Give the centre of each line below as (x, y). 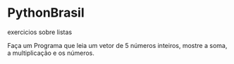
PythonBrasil (46, 13)
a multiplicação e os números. (51, 53)
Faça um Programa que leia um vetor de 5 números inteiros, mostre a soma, (117, 45)
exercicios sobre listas (40, 32)
